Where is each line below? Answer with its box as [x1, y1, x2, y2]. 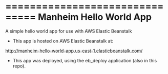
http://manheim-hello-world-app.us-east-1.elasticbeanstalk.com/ [5, 48, 143, 54]
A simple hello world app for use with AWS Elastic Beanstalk [5, 28, 132, 34]
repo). [12, 63, 26, 69]
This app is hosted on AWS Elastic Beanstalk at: [12, 38, 114, 44]
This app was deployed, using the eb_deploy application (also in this [12, 57, 157, 63]
